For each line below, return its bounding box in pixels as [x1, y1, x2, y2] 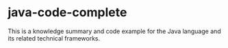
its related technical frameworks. [8, 34, 101, 42]
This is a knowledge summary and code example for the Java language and [8, 27, 221, 35]
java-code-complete [8, 5, 127, 20]
